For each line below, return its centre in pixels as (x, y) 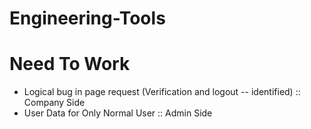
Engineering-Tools (87, 18)
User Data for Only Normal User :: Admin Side (118, 113)
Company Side (54, 103)
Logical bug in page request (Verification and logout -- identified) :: (162, 92)
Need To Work (70, 64)
